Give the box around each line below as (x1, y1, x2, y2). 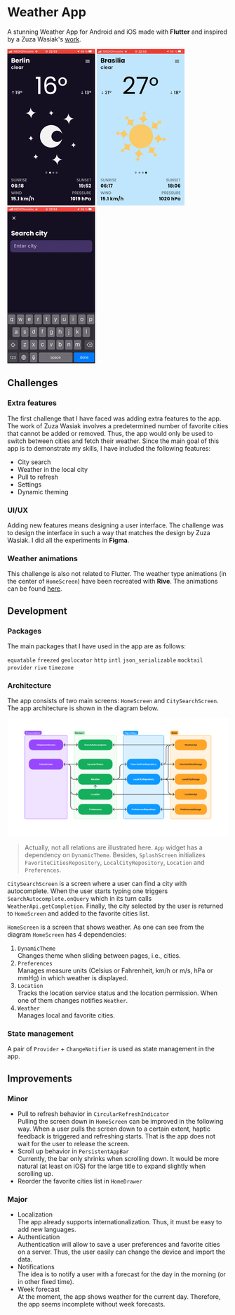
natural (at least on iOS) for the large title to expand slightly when (17, 1162, 206, 1171)
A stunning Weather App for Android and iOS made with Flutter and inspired (7, 27, 228, 36)
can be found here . (7, 584, 62, 593)
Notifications (17, 1263, 55, 1271)
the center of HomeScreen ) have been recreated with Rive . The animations (7, 577, 218, 586)
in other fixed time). (17, 1278, 74, 1286)
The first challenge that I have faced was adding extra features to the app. (7, 414, 222, 423)
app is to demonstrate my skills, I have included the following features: (7, 444, 211, 452)
